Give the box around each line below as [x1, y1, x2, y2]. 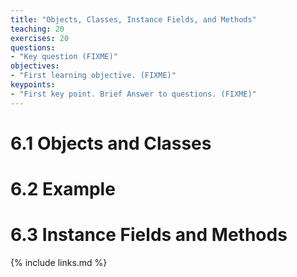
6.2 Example [10, 178, 116, 200]
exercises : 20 [10, 33, 70, 43]
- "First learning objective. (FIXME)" [10, 71, 177, 81]
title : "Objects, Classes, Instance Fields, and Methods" [10, 14, 257, 25]
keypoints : [10, 80, 56, 90]
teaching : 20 [10, 24, 65, 34]
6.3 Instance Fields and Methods [10, 224, 288, 246]
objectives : [10, 61, 60, 71]
